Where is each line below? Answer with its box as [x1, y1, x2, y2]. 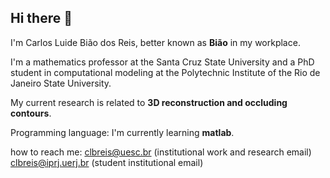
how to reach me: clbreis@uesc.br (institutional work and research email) [10, 146, 312, 158]
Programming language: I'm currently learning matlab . [10, 126, 235, 138]
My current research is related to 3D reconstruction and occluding [10, 96, 288, 108]
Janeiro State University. [10, 77, 112, 89]
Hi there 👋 [10, 10, 73, 27]
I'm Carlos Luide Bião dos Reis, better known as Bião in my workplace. [10, 36, 301, 48]
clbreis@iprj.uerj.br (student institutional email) [10, 156, 204, 168]
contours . [10, 107, 52, 119]
